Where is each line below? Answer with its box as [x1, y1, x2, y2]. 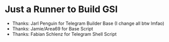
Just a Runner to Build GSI [5, 4, 118, 15]
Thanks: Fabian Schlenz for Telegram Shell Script [12, 31, 117, 37]
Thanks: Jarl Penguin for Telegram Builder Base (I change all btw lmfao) [12, 20, 165, 26]
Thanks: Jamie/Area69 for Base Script [12, 25, 93, 31]
